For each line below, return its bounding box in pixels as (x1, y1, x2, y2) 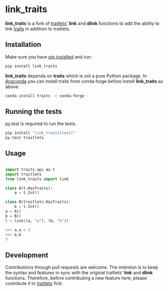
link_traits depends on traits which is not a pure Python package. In (5, 72, 147, 79)
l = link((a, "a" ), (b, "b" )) (5, 218, 69, 223)
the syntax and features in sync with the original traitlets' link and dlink (5, 270, 153, 276)
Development (5, 251, 49, 259)
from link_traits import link (5, 176, 69, 182)
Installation (5, 40, 41, 49)
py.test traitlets (5, 135, 44, 140)
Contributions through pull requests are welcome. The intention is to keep (5, 264, 158, 270)
